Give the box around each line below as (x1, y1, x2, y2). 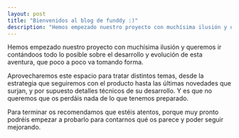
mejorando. (7, 123, 41, 132)
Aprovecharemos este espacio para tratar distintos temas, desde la (7, 71, 204, 80)
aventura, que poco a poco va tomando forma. (7, 58, 144, 67)
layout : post (7, 10, 46, 18)
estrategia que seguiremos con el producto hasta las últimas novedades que (7, 79, 231, 88)
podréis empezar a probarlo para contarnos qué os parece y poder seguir (7, 115, 224, 124)
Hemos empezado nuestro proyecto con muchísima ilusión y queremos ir (7, 43, 222, 52)
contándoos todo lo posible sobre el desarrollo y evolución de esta (7, 50, 203, 59)
